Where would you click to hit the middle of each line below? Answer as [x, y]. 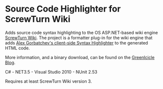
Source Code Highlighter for [63, 9]
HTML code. [18, 48]
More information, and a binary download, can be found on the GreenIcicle [80, 57]
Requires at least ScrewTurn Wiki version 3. [49, 81]
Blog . [10, 62]
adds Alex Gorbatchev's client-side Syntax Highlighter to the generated [77, 43]
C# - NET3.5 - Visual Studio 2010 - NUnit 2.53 [51, 72]
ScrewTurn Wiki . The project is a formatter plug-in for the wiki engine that [79, 38]
